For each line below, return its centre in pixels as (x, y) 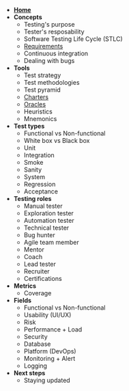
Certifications (43, 279)
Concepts (28, 17)
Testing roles (32, 199)
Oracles (35, 104)
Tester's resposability (54, 31)
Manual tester (43, 206)
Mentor (34, 250)
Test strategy (42, 75)
